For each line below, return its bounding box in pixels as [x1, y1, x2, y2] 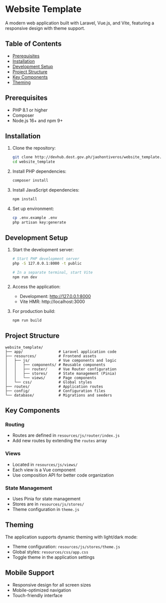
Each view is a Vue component [12, 467, 76, 473]
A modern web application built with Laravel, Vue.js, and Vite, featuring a [5, 20, 155, 26]
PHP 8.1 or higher [12, 107, 48, 113]
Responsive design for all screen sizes [12, 582, 91, 588]
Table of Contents [5, 40, 62, 48]
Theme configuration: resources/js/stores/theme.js [12, 543, 120, 549]
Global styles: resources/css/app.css [12, 549, 88, 555]
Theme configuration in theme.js [12, 506, 80, 512]
